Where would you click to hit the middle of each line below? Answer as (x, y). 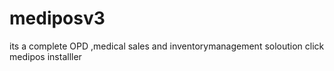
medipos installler (45, 56)
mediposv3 (57, 18)
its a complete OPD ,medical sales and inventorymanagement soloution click (167, 46)
